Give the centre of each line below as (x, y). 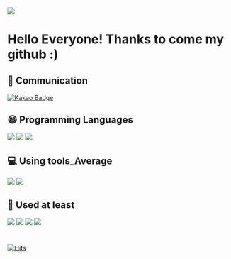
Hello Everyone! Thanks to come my (116, 39)
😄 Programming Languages (70, 120)
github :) (33, 54)
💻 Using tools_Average (60, 161)
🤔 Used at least (41, 205)
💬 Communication (48, 81)
